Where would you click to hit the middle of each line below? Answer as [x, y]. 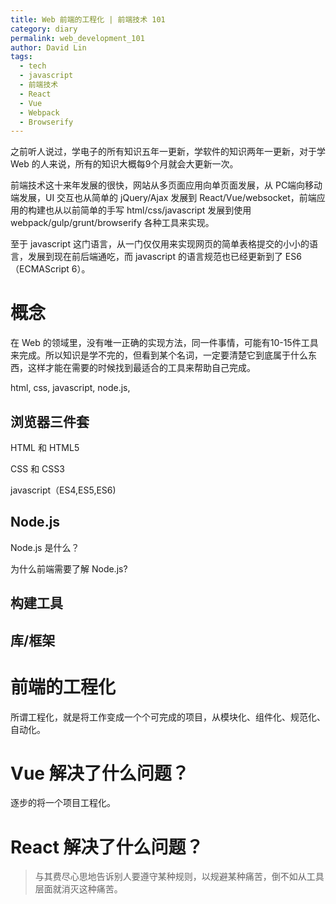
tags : [21, 57]
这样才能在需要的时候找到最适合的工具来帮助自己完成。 [141, 368]
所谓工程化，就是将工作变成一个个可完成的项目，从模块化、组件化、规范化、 [168, 717]
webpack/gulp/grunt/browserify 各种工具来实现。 [112, 223]
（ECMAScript [40, 269]
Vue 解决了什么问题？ [100, 773]
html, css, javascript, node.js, [70, 388]
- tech [33, 66]
